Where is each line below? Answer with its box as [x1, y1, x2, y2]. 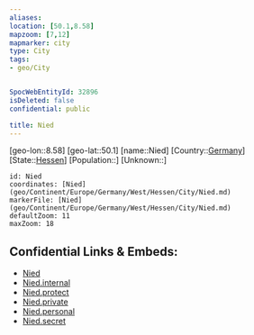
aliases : [9, 13, 42, 23]
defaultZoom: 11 [9, 212, 70, 221]
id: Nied [9, 172, 42, 181]
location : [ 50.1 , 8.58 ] [9, 22, 95, 31]
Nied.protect [22, 287, 69, 298]
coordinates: [9, 180, 59, 189]
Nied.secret [22, 316, 66, 327]
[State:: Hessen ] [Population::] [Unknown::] [9, 155, 168, 166]
